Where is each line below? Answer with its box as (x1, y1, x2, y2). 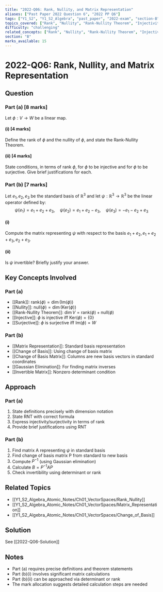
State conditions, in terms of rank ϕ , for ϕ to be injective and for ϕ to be (5, 164, 148, 170)
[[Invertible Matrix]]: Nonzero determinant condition (12, 369, 115, 375)
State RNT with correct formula (12, 414, 75, 419)
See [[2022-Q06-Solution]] (5, 539, 60, 545)
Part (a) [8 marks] (5, 104, 48, 111)
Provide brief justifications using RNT (12, 424, 87, 430)
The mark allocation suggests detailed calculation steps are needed (12, 581, 148, 587)
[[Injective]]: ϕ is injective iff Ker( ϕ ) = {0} (12, 314, 95, 321)
